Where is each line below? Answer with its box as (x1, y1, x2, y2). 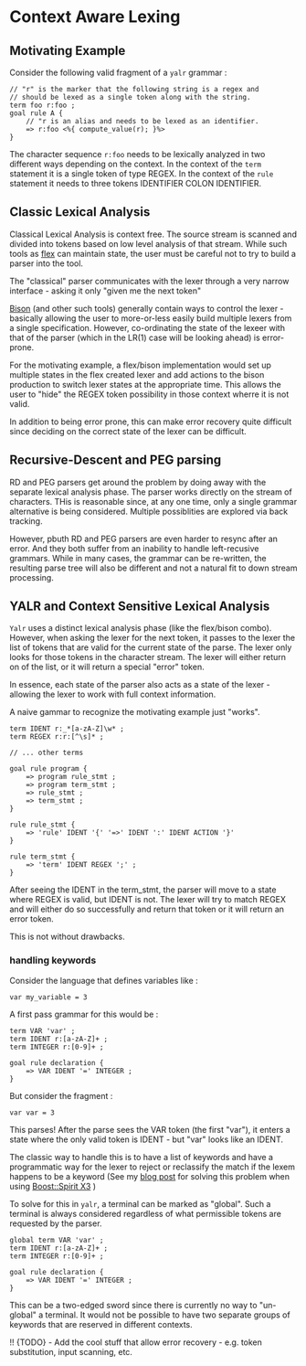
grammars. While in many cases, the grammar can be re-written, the (9, 552, 267, 563)
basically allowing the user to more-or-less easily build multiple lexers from (9, 313, 292, 324)
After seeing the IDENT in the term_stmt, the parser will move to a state (9, 884, 277, 895)
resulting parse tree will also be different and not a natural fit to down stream (9, 562, 298, 573)
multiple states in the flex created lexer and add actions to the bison (9, 368, 265, 380)
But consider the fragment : (9, 1090, 113, 1101)
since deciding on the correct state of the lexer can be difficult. (9, 425, 247, 436)
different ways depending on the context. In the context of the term (9, 158, 262, 169)
